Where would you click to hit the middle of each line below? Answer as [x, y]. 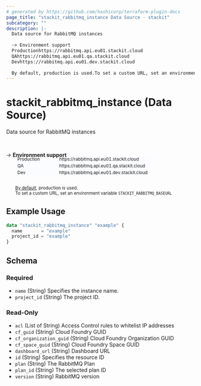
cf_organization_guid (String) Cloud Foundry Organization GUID [95, 338]
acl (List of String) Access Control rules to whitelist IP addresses [95, 326]
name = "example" [41, 231]
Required [20, 278]
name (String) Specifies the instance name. [67, 290]
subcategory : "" [26, 23]
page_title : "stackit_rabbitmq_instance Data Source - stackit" [88, 17]
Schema [22, 261]
